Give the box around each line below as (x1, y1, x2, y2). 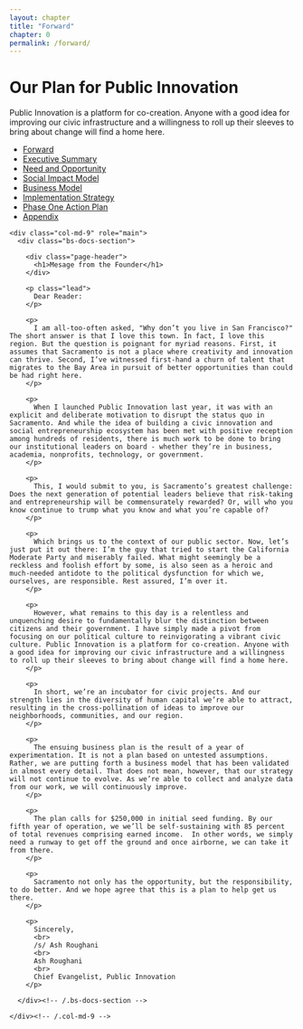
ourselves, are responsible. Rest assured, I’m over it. (9, 577, 229, 586)
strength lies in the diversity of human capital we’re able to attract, (9, 695, 294, 705)
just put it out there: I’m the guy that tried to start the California (9, 545, 289, 554)
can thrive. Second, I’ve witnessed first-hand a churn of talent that (9, 355, 285, 364)
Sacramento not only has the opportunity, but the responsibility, (33, 878, 294, 887)
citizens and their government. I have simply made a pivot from (9, 625, 260, 634)
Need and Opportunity (22, 164, 107, 175)
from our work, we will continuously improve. (9, 783, 188, 792)
